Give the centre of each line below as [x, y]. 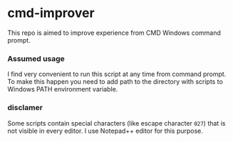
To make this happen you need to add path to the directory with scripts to [115, 82]
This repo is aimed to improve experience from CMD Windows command [114, 33]
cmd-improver [51, 13]
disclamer [25, 108]
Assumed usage [36, 58]
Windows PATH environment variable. [63, 89]
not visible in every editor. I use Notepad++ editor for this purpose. [105, 131]
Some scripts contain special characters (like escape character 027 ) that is [116, 123]
